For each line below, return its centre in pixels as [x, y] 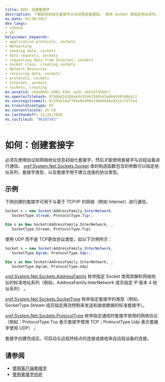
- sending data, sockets [30, 51]
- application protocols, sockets [41, 42]
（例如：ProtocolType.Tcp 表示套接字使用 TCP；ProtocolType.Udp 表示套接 [82, 322]
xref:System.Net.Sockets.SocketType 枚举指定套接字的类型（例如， [74, 299]
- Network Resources [26, 69]
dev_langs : [16, 23]
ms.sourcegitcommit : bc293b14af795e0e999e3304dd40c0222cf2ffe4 [71, 101]
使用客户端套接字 [29, 368]
